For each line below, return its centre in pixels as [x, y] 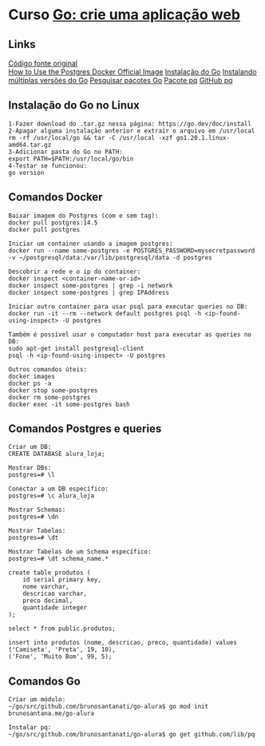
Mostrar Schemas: [37, 510]
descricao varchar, [55, 594]
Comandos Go [45, 681]
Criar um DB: [30, 447]
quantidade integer [55, 608]
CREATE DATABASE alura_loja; [57, 454]
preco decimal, [48, 601]
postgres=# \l [32, 475]
